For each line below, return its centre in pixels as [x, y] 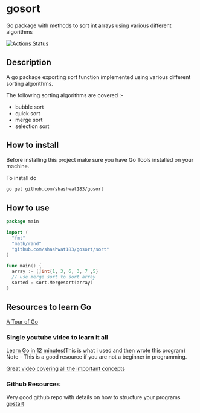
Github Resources [33, 384]
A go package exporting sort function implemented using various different [98, 77]
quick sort [27, 113]
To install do [21, 178]
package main [23, 222]
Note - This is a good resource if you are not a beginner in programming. [97, 357]
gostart [15, 404]
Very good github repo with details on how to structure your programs [93, 397]
